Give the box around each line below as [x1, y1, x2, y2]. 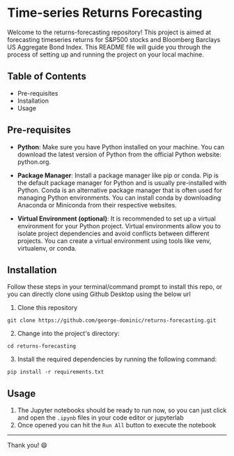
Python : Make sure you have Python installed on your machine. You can [17, 142, 225, 151]
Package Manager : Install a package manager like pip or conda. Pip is [17, 171, 219, 179]
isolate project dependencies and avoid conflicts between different [17, 229, 210, 237]
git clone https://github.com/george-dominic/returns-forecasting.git [7, 317, 217, 324]
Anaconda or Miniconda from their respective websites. [17, 200, 178, 209]
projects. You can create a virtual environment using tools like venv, [17, 236, 212, 245]
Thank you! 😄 [7, 441, 47, 450]
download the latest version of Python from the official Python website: [17, 150, 221, 159]
